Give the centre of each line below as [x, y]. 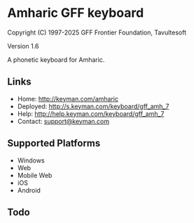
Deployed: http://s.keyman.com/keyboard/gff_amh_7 [93, 106]
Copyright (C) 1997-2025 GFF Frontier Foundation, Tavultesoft [97, 32]
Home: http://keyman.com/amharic [68, 98]
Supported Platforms [54, 143]
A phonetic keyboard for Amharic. [56, 59]
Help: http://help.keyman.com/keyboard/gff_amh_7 [91, 113]
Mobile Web [35, 175]
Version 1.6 [23, 46]
